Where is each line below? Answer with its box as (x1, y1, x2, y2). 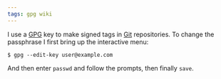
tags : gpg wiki (7, 10, 53, 18)
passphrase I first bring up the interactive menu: (7, 37, 149, 46)
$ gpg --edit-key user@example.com (7, 51, 113, 58)
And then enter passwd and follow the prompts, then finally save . (7, 63, 194, 72)
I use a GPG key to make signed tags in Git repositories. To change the (7, 30, 215, 38)
